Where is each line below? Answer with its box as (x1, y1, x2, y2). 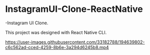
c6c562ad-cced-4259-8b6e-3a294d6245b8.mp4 (5, 44, 109, 50)
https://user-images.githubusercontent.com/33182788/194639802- (5, 39, 145, 45)
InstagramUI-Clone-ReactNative (5, 3, 143, 15)
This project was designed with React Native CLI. (5, 29, 107, 35)
